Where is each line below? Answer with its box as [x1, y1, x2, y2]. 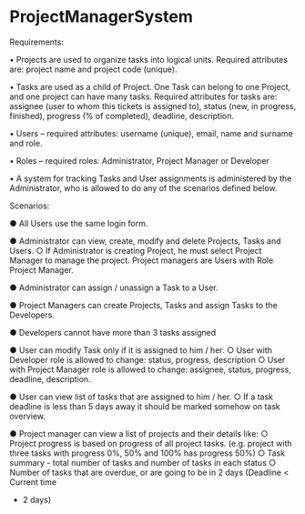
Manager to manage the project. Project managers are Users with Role [9, 255, 274, 266]
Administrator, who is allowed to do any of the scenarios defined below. [9, 182, 278, 193]
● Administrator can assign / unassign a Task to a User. [9, 282, 219, 293]
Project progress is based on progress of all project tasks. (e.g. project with [9, 438, 293, 448]
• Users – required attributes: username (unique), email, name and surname [9, 127, 293, 138]
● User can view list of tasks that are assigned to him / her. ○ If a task [9, 391, 274, 402]
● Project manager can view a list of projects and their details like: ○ [9, 428, 269, 438]
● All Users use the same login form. [9, 217, 148, 228]
